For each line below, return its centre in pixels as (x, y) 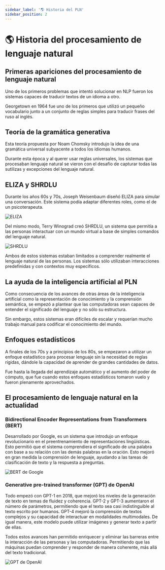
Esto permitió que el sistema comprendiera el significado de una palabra (79, 447)
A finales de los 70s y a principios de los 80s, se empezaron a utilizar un (78, 351)
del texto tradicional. (26, 552)
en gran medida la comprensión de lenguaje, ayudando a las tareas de (76, 457)
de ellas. (14, 527)
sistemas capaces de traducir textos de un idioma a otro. (63, 96)
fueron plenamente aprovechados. (40, 382)
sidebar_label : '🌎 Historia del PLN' (45, 10)
